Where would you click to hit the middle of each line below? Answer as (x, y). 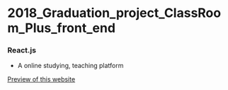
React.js (22, 50)
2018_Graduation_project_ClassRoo (114, 13)
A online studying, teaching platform (70, 66)
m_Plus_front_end (61, 28)
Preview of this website (41, 79)
